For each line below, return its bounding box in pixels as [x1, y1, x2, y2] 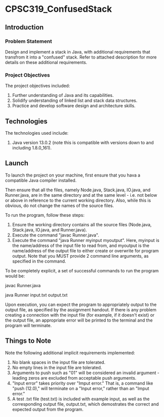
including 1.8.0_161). [12, 145, 52, 150]
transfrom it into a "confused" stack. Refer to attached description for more [5, 54, 157, 60]
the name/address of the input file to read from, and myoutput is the [12, 242, 149, 248]
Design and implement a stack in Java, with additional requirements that [5, 49, 150, 55]
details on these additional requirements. [5, 59, 87, 65]
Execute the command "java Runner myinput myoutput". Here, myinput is [12, 237, 160, 243]
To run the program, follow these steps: [5, 212, 85, 218]
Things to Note [5, 337, 51, 345]
